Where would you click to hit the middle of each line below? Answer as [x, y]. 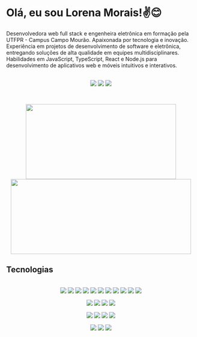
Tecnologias [30, 270]
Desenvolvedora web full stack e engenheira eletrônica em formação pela [98, 33]
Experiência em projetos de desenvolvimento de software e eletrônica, [94, 46]
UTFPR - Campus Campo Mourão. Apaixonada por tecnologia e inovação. [98, 40]
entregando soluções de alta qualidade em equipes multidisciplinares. [93, 52]
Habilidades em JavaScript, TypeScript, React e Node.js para [82, 59]
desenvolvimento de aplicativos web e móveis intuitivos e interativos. [92, 65]
